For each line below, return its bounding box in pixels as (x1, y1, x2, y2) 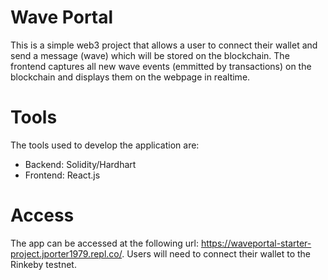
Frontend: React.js (24, 169, 101, 181)
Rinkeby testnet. (10, 258, 77, 270)
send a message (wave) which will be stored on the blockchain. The (10, 49, 290, 61)
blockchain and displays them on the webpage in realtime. (10, 71, 251, 83)
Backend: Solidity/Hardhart (24, 158, 137, 170)
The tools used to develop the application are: (10, 139, 200, 151)
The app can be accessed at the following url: (10, 237, 199, 249)
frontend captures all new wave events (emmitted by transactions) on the (10, 60, 312, 72)
